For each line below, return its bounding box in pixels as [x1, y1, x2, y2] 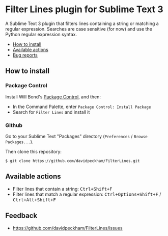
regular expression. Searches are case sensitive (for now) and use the [5, 25, 153, 32]
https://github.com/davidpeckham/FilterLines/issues [12, 225, 123, 231]
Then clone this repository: [5, 148, 62, 154]
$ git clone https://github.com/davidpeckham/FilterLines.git [5, 158, 140, 164]
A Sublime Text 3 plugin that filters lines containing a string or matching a [5, 20, 159, 27]
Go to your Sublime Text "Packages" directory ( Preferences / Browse [5, 133, 148, 139]
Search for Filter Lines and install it [12, 109, 90, 115]
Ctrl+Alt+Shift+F [12, 197, 56, 202]
